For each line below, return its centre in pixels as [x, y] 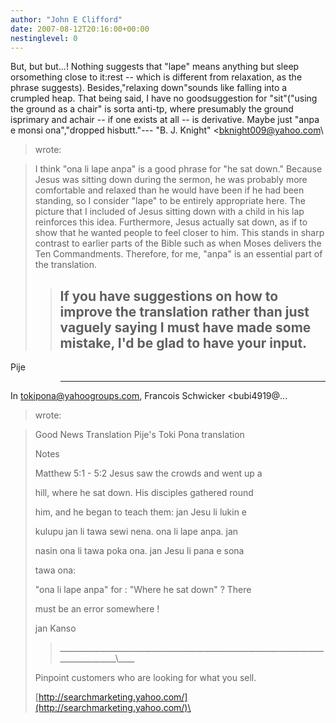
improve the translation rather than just [184, 311]
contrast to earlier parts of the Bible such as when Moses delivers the [178, 243]
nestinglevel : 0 [44, 38]
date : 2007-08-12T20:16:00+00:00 [80, 29]
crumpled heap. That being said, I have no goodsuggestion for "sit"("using [164, 98]
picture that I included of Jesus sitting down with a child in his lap [169, 212]
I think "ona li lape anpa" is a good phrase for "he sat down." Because [178, 169]
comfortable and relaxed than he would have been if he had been [169, 190]
